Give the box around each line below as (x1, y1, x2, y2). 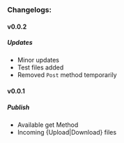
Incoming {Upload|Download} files (17, 128, 117, 137)
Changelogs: (7, 5, 52, 15)
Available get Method (17, 121, 79, 129)
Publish (7, 103, 30, 111)
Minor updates (17, 56, 59, 64)
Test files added (17, 63, 64, 71)
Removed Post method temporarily (17, 71, 117, 79)
